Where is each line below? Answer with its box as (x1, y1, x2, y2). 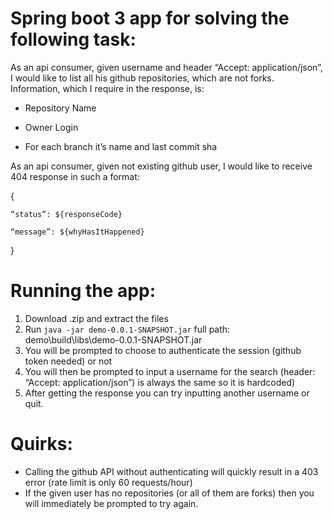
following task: (10, 28, 137, 51)
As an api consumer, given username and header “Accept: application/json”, (10, 61, 323, 73)
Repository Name (24, 102, 97, 114)
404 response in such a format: (10, 170, 140, 182)
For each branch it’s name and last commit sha (24, 140, 218, 152)
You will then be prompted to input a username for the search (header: (24, 365, 316, 377)
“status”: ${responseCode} (10, 209, 123, 219)
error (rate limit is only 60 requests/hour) (24, 476, 193, 488)
